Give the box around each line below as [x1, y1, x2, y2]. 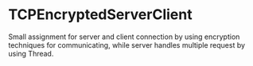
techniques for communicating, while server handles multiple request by [8, 40, 245, 49]
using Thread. [8, 49, 54, 58]
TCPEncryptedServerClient [8, 6, 193, 24]
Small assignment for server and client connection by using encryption [8, 32, 240, 41]
